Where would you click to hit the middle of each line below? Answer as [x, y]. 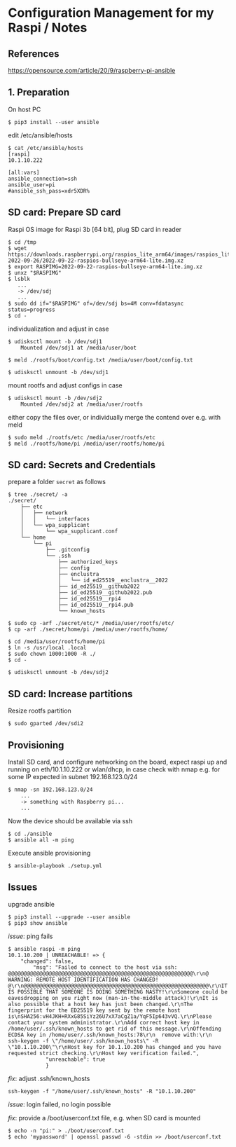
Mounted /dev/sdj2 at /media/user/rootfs [82, 404]
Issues [23, 887]
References [34, 54]
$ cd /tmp [22, 242]
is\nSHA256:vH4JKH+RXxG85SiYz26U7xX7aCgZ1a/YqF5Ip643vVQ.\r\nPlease [110, 1016]
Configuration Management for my [111, 13]
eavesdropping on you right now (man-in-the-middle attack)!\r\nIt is [113, 998]
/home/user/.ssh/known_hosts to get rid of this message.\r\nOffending [114, 1029]
